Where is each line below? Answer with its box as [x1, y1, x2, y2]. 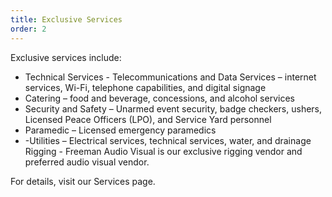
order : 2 [10, 24, 47, 34]
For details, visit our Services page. [10, 175, 156, 187]
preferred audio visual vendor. [24, 156, 150, 168]
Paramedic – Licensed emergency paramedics [24, 124, 217, 136]
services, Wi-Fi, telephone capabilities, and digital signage [24, 81, 267, 93]
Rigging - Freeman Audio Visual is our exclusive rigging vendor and [24, 145, 303, 157]
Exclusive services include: [10, 51, 122, 63]
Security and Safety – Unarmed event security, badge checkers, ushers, [24, 102, 323, 115]
